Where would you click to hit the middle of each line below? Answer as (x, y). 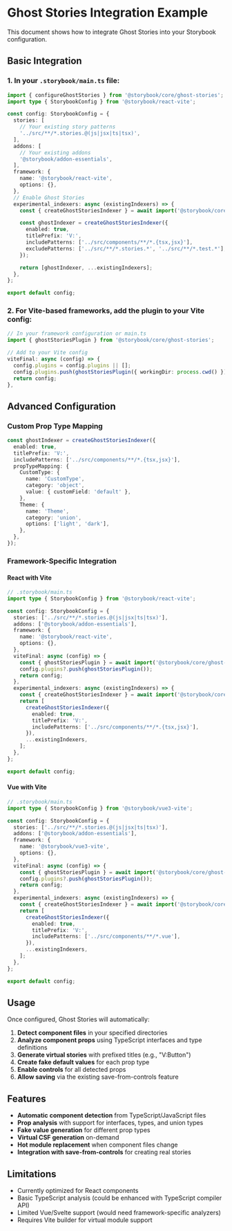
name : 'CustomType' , (55, 479)
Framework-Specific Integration (62, 560)
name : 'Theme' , (47, 511)
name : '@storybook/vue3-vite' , (65, 847)
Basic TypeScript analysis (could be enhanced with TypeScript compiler (119, 1198)
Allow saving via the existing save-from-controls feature (98, 1077)
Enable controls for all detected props (71, 1070)
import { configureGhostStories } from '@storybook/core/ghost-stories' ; (116, 95)
